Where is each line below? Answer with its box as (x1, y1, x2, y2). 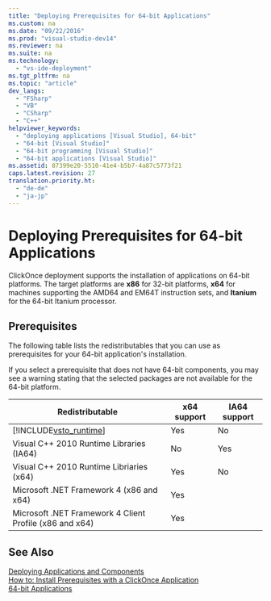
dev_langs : (8, 86, 45, 95)
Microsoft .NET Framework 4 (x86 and (12, 485, 159, 496)
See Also (8, 545, 54, 559)
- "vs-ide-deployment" (15, 65, 92, 73)
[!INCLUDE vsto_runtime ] (12, 425, 106, 436)
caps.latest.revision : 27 (8, 169, 95, 177)
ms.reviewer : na (8, 42, 63, 50)
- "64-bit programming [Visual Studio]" (15, 147, 153, 155)
